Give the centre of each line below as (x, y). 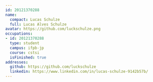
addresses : (17, 62)
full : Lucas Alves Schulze (38, 24)
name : (11, 15)
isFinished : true (28, 57)
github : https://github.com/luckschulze (53, 67)
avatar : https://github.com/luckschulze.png (53, 29)
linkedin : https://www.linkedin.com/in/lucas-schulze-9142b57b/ (79, 72)
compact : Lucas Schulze (35, 19)
